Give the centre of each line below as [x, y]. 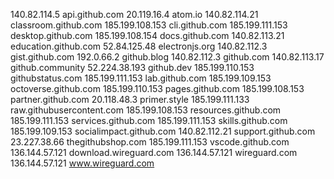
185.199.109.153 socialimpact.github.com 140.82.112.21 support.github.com [163, 131]
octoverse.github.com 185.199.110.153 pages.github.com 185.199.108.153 [157, 88]
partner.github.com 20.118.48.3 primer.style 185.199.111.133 [130, 99]
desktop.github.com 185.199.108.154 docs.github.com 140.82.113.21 [147, 35]
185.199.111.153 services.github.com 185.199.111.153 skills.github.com [149, 120]
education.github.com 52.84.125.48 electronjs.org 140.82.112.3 [139, 46]
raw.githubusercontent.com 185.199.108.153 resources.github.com [146, 110]
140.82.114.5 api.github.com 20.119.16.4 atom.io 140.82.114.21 [134, 14]
